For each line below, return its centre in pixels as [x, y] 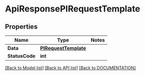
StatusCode [21, 56]
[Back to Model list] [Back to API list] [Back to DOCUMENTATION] [71, 68]
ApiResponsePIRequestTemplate [73, 9]
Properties [21, 27]
